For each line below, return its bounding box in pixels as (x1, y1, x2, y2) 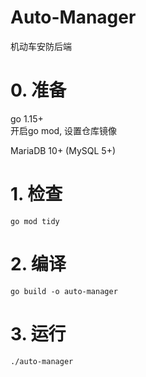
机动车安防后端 (10, 40, 72, 52)
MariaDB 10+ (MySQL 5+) (10, 144, 116, 156)
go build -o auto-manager (10, 286, 118, 296)
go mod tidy (10, 216, 60, 226)
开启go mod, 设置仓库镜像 (10, 124, 118, 136)
